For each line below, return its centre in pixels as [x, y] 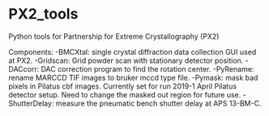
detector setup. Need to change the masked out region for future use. [125, 94]
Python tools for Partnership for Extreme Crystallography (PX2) [114, 36]
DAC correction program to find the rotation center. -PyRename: [147, 68]
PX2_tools [43, 14]
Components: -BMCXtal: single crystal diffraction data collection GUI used [132, 52]
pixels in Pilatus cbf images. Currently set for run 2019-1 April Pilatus [123, 86]
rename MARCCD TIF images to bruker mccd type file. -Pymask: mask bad [133, 77]
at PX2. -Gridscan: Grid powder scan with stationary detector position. [126, 60]
